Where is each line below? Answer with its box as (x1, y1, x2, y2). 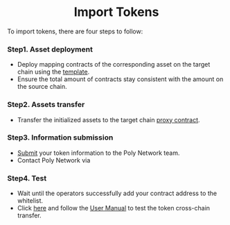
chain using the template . (17, 67, 90, 76)
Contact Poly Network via (17, 156, 91, 164)
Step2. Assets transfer (7, 100, 85, 110)
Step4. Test (7, 173, 47, 183)
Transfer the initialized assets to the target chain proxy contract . (17, 115, 200, 124)
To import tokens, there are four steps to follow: (7, 27, 143, 35)
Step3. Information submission (7, 133, 114, 142)
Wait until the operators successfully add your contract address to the (17, 189, 217, 198)
